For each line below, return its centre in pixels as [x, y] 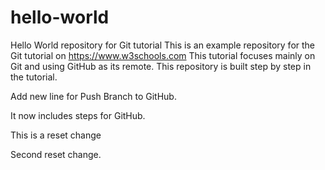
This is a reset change [56, 135]
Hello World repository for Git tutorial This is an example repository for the [163, 45]
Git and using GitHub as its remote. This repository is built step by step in [161, 66]
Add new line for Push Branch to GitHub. [93, 96]
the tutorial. [34, 77]
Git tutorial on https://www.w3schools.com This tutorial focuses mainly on [163, 55]
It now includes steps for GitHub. [78, 115]
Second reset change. [56, 154]
